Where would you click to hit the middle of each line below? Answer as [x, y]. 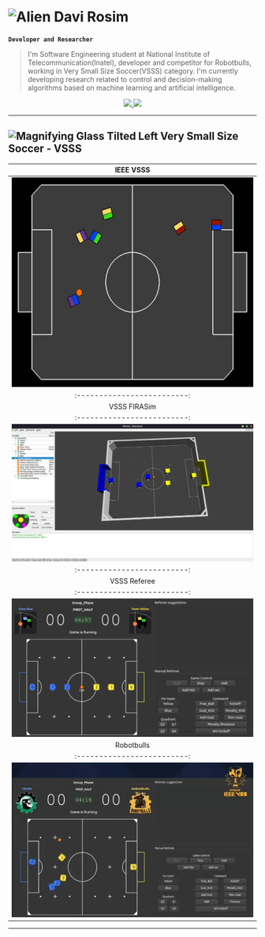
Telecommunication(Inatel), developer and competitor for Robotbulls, [140, 62]
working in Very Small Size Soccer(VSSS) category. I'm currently [132, 70]
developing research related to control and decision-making [125, 79]
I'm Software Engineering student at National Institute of [119, 54]
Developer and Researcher [50, 40]
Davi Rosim [91, 17]
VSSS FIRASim [132, 406]
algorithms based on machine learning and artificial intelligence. [131, 88]
